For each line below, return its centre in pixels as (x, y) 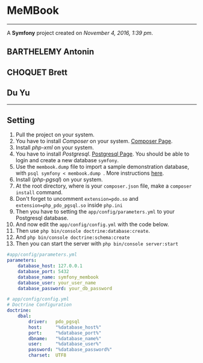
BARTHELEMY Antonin (51, 52)
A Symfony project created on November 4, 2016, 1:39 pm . (80, 33)
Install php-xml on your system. (55, 148)
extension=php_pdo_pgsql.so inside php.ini (69, 205)
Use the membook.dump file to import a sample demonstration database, (102, 167)
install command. (39, 192)
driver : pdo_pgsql (54, 321)
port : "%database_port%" (65, 333)
